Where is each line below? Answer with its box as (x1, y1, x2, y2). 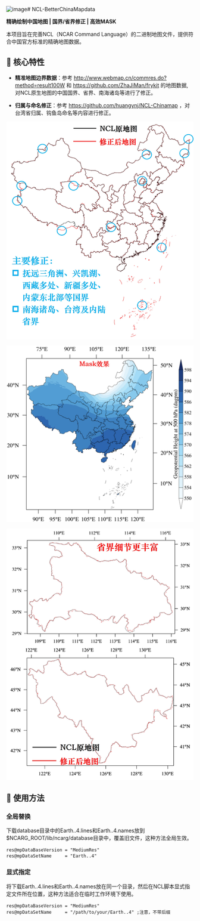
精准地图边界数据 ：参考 (14, 74, 73, 81)
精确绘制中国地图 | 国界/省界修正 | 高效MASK (6, 18, 117, 25)
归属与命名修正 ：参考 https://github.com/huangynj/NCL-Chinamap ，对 (14, 101, 190, 109)
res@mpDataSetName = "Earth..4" (6, 853, 97, 859)
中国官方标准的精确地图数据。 (11, 38, 85, 45)
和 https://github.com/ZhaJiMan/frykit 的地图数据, (66, 81, 189, 89)
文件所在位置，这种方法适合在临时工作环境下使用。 (11, 890, 137, 897)
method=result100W (14, 81, 65, 89)
